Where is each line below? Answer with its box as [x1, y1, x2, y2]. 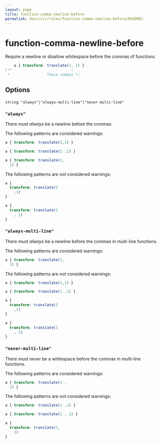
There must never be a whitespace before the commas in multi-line [5, 356, 141, 362]
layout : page [5, 7, 32, 12]
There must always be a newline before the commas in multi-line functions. [5, 238, 158, 244]
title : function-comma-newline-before [5, 12, 84, 17]
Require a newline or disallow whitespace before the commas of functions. [5, 53, 156, 59]
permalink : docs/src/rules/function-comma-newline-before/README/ [5, 16, 144, 21]
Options [5, 86, 30, 94]
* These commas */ [7, 72, 80, 78]
